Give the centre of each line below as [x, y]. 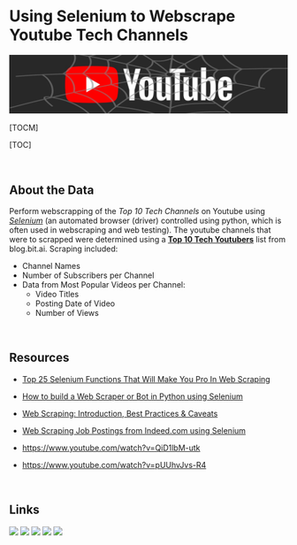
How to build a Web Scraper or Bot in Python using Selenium [132, 396]
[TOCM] [24, 128]
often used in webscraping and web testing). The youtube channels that [140, 230]
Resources [39, 358]
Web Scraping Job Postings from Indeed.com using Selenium [133, 430]
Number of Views [67, 313]
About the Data [52, 190]
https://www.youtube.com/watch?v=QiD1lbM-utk [111, 448]
